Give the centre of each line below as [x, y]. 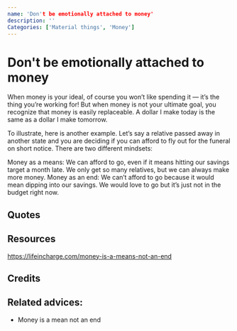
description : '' [31, 21]
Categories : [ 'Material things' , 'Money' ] [71, 27]
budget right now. [33, 192]
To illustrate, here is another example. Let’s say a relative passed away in [114, 134]
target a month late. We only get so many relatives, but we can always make [118, 170]
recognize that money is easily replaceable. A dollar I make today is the [111, 112]
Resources [32, 239]
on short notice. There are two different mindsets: [80, 148]
